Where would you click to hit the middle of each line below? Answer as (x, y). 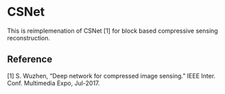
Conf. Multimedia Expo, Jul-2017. (54, 83)
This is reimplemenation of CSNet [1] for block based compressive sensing (113, 31)
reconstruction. (29, 37)
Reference (30, 60)
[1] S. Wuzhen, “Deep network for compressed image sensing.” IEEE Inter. (111, 76)
